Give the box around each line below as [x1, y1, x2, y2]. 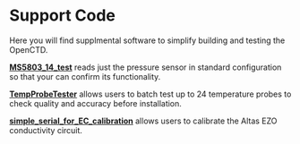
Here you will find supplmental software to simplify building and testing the [9, 35, 286, 46]
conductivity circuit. [9, 124, 83, 135]
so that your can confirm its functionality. [9, 71, 161, 81]
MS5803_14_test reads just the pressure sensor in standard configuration [9, 62, 282, 72]
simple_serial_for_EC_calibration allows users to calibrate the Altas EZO [9, 115, 278, 126]
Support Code [9, 5, 116, 26]
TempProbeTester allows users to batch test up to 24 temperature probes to [9, 89, 292, 99]
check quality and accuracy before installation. [9, 97, 182, 108]
